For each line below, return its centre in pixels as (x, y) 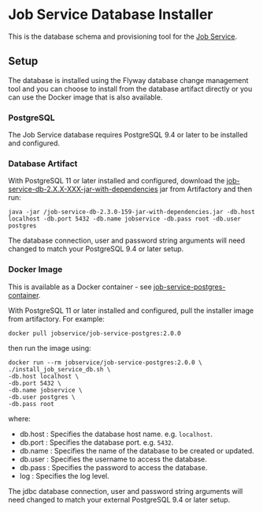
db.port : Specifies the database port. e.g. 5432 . (96, 442)
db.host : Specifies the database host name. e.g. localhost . (116, 434)
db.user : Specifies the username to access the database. (113, 459)
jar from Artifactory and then (206, 189)
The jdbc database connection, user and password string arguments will (126, 491)
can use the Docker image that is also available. (85, 97)
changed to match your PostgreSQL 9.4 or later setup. (96, 249)
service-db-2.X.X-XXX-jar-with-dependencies (83, 189)
